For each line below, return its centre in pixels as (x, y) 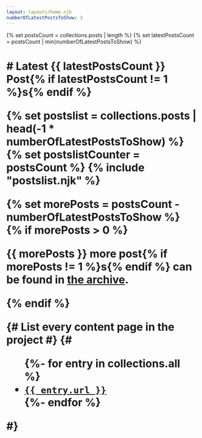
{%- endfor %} (62, 402)
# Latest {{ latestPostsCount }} (86, 66)
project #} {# (39, 340)
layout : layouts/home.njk (39, 12)
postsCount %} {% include (75, 167)
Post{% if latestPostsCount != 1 (87, 79)
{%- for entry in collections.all (102, 363)
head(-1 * (30, 128)
